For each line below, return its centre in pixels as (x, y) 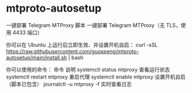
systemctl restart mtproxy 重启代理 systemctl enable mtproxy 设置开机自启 (96, 77)
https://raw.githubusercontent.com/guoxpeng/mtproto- (73, 51)
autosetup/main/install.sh (37, 58)
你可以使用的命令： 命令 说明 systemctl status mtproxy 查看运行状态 (88, 69)
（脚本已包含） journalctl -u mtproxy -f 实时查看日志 (69, 84)
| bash (76, 58)
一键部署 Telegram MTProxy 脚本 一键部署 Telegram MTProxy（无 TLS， (94, 25)
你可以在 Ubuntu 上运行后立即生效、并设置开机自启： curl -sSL (82, 45)
